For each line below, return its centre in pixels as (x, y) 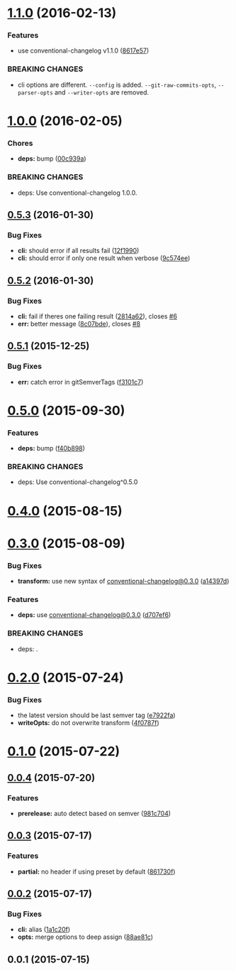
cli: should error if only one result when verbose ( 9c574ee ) (104, 258)
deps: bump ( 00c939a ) (52, 159)
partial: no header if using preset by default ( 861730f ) (96, 871)
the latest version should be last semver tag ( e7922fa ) (96, 715)
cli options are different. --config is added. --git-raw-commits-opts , (117, 85)
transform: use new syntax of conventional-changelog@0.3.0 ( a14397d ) (123, 581)
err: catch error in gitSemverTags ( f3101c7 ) (80, 382)
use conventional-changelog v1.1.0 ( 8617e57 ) (83, 50)
